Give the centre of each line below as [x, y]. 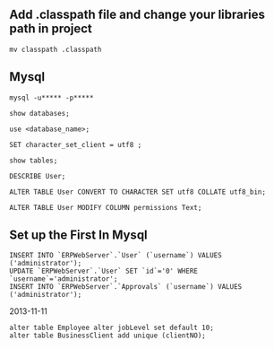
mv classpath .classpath [56, 49]
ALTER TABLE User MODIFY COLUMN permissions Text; [106, 207]
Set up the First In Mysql [78, 236]
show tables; [34, 161]
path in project [51, 29]
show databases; [39, 113]
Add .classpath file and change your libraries [137, 15]
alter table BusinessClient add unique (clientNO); [107, 336]
